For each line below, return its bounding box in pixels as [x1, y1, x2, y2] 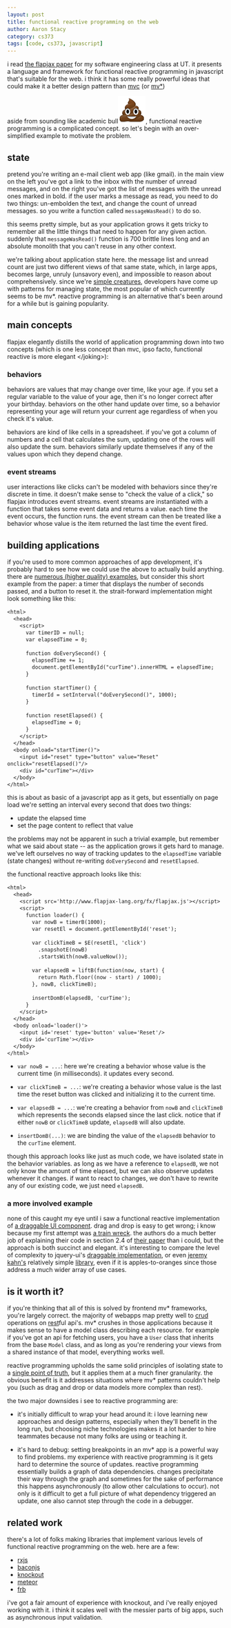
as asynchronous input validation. [7, 1614, 103, 1622]
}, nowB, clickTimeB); [32, 981, 97, 988]
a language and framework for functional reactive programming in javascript [7, 68, 224, 76]
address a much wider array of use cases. [7, 1266, 127, 1274]
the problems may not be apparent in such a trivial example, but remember [7, 835, 219, 843]
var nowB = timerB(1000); [32, 919, 107, 926]
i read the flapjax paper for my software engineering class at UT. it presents [7, 60, 222, 68]
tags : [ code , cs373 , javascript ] [7, 40, 103, 48]
